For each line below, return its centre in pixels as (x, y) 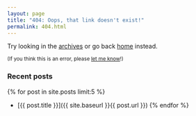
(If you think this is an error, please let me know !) (65, 59)
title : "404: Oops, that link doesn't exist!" (76, 20)
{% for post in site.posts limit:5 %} (56, 92)
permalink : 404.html (37, 26)
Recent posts (30, 76)
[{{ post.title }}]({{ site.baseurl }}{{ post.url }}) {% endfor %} (103, 105)
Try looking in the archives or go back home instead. (82, 47)
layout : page (26, 14)
